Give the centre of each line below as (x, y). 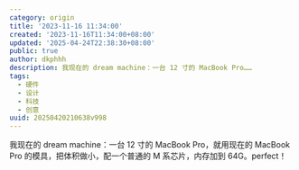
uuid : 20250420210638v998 (58, 118)
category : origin (42, 18)
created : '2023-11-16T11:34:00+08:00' (82, 34)
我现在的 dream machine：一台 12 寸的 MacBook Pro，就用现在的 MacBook (150, 145)
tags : (19, 76)
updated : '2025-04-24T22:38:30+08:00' (82, 43)
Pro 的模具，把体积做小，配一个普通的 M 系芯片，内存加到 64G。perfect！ (148, 156)
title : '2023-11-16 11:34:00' (66, 26)
